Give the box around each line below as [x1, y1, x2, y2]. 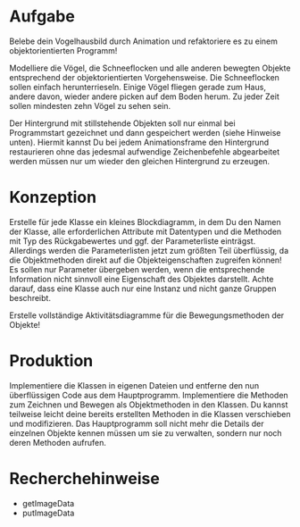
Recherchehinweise [9, 469, 161, 489]
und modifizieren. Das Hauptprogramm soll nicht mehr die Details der [9, 418, 264, 429]
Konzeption [9, 188, 96, 207]
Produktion [9, 351, 94, 372]
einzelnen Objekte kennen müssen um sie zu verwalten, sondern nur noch [9, 427, 283, 439]
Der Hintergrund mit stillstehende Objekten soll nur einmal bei [9, 118, 236, 129]
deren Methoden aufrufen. [9, 437, 107, 448]
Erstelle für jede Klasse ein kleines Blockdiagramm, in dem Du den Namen [9, 216, 281, 227]
